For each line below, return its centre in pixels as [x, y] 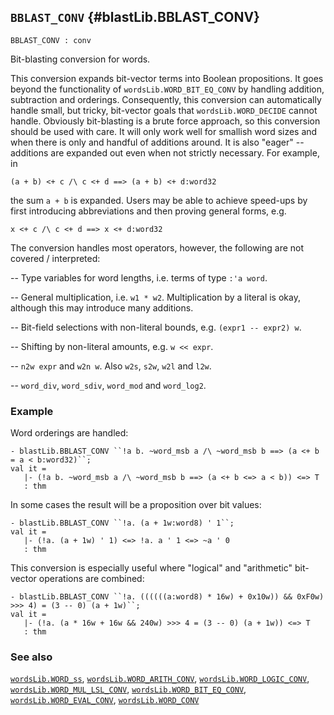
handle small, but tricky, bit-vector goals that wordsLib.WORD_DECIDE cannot [164, 110]
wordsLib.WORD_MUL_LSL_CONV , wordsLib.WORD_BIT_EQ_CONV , [128, 689]
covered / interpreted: [55, 258]
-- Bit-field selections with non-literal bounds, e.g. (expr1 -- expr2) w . [156, 327]
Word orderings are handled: [69, 433]
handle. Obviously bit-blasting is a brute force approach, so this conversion [165, 121]
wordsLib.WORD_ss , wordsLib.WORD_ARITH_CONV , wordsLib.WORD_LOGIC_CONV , [160, 679]
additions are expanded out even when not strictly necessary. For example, [165, 152]
